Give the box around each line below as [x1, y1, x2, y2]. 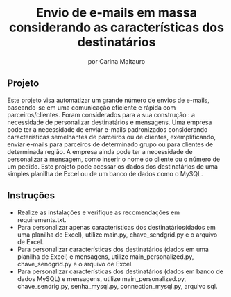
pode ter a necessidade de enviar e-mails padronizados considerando [7, 125, 208, 133]
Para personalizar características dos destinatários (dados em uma [17, 245, 209, 253]
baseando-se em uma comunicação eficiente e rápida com [7, 103, 176, 112]
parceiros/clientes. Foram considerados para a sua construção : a [7, 110, 196, 119]
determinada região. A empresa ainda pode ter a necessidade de [7, 147, 193, 155]
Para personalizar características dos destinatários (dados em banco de [17, 267, 223, 275]
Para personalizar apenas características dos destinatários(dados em [17, 223, 216, 231]
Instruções [7, 189, 55, 202]
